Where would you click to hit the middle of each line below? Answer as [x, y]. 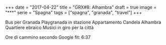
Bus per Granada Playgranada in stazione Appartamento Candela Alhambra [83, 22]
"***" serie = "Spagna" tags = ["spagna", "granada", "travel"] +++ [74, 12]
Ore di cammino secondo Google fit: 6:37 [48, 37]
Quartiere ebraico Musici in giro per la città [50, 27]
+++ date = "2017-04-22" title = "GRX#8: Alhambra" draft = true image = [81, 7]
